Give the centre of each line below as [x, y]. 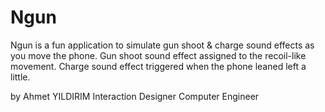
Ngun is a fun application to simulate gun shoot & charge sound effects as [162, 45]
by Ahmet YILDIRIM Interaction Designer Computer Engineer [135, 96]
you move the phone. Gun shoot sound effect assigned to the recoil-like [158, 55]
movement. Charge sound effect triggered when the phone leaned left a [158, 66]
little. [20, 77]
